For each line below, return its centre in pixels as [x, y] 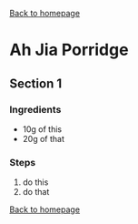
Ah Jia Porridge [69, 50]
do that [36, 192]
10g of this [42, 129]
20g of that [44, 138]
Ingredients [35, 109]
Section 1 [35, 83]
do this [35, 182]
